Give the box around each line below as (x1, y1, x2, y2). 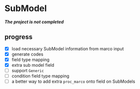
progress (4, 33, 33, 41)
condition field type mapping (11, 73, 70, 79)
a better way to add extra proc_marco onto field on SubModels (11, 78, 136, 85)
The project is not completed (4, 19, 64, 25)
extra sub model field (11, 62, 54, 68)
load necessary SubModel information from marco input (11, 45, 124, 51)
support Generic (11, 68, 44, 73)
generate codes (11, 51, 44, 57)
